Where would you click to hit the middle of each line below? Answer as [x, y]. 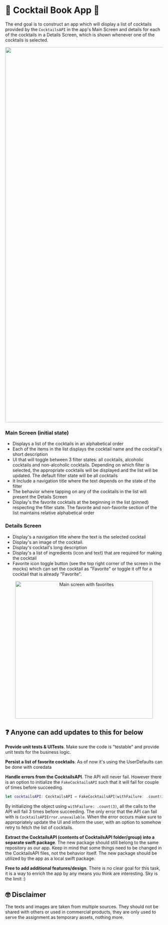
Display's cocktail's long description [50, 547]
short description [30, 454]
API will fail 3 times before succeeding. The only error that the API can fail [81, 812]
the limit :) [15, 879]
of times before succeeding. [34, 787]
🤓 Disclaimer [26, 895]
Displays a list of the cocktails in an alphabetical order [68, 444]
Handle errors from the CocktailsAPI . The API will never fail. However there [83, 777]
